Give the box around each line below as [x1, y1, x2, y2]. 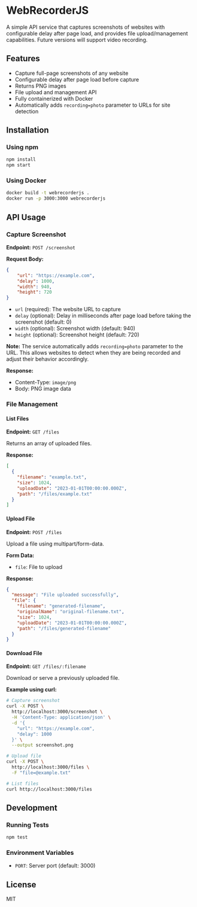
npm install [6, 156, 36, 162]
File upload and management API [14, 88, 97, 96]
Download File [6, 649, 43, 656]
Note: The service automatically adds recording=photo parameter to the [6, 343, 184, 350]
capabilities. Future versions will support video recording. [6, 36, 148, 43]
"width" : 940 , [17, 284, 52, 290]
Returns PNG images [14, 82, 67, 89]
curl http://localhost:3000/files [6, 786, 93, 792]
